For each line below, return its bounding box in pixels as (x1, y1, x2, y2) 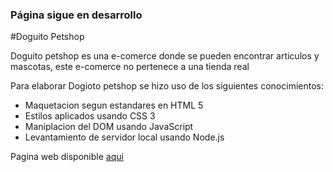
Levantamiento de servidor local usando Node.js (24, 131, 225, 143)
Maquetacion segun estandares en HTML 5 (24, 99, 204, 112)
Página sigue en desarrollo (10, 8, 143, 22)
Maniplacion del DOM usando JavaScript (24, 121, 194, 133)
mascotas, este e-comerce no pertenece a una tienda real (10, 61, 250, 73)
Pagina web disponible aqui (10, 151, 124, 163)
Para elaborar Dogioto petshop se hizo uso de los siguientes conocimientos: (10, 80, 324, 92)
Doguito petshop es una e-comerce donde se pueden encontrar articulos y (10, 50, 320, 62)
